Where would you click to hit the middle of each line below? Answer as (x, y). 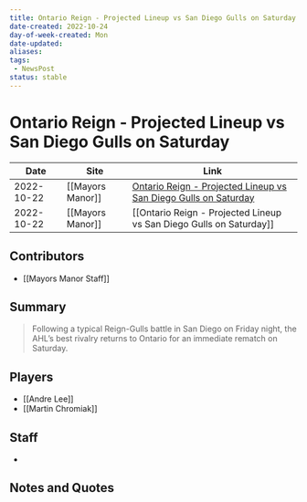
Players (32, 376)
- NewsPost (34, 69)
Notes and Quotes (62, 488)
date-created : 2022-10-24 (58, 26)
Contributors (47, 256)
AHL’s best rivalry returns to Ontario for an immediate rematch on (154, 339)
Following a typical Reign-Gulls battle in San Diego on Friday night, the (164, 329)
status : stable (38, 78)
